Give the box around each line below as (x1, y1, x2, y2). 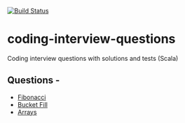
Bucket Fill (17, 100, 48, 108)
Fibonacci (17, 93, 46, 101)
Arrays (17, 108, 37, 116)
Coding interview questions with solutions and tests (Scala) (7, 54, 179, 62)
